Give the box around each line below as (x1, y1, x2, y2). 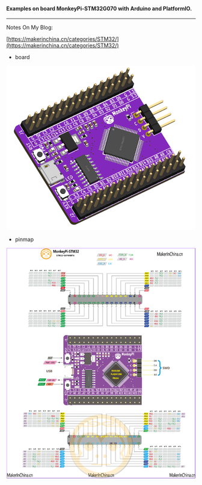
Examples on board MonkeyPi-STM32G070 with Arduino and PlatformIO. (6, 5, 192, 12)
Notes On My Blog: (6, 24, 53, 31)
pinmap (14, 236, 34, 243)
